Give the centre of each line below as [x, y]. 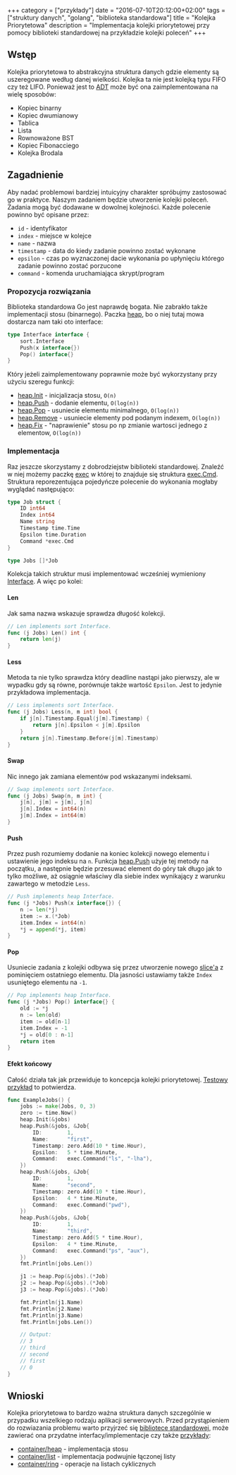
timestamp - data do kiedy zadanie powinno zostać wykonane [106, 250]
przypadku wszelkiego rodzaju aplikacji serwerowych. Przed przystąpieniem [118, 1421]
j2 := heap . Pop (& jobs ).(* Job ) [64, 1283]
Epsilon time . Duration [53, 534]
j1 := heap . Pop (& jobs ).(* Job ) [64, 1277]
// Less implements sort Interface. [61, 705]
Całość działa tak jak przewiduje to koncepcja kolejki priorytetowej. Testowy [118, 1079]
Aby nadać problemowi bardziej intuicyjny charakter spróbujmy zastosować [117, 192]
